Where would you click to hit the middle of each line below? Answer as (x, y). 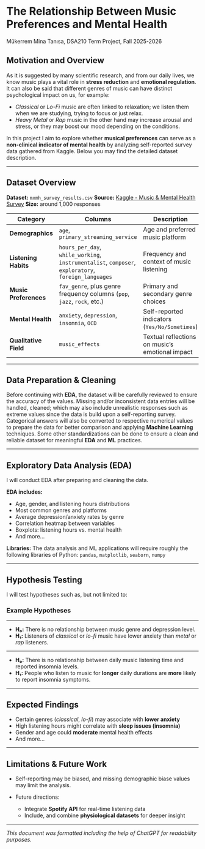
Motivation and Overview (56, 60)
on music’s (158, 344)
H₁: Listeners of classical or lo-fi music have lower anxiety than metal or (106, 636)
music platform (164, 237)
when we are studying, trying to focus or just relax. (79, 113)
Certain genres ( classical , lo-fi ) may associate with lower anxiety (97, 719)
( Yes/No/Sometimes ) (171, 326)
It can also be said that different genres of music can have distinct (89, 88)
